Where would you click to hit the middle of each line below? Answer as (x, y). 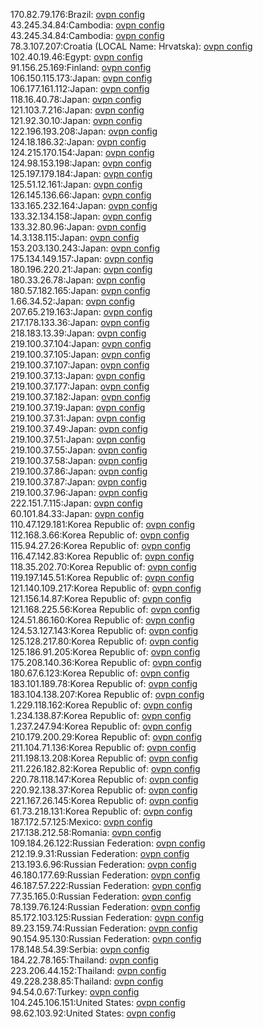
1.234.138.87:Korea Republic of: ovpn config (101, 715)
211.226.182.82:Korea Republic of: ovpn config (105, 768)
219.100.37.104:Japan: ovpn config (81, 343)
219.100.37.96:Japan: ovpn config (79, 492)
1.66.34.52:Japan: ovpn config (73, 301)
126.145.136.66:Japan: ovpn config (81, 195)
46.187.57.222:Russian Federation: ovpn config (106, 885)
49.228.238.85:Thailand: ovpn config (87, 981)
